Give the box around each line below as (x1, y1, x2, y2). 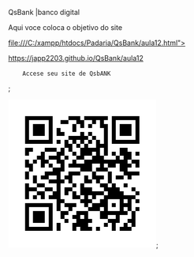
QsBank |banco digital (8, 8, 80, 17)
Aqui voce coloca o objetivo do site (8, 23, 123, 32)
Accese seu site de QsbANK (22, 70, 111, 77)
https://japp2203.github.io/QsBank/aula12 (8, 54, 144, 62)
